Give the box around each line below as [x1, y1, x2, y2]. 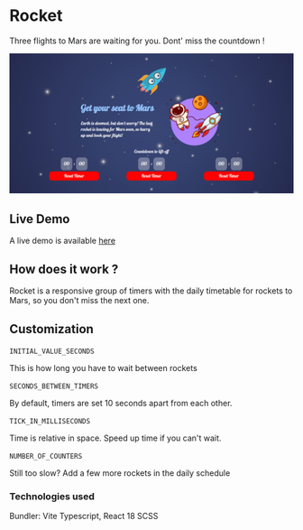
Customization [9, 321, 95, 337]
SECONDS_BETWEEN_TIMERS [9, 381, 99, 391]
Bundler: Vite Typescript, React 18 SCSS [9, 511, 159, 522]
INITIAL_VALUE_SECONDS [9, 347, 95, 356]
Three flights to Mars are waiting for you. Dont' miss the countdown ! [9, 35, 265, 46]
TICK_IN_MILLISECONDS [9, 416, 91, 425]
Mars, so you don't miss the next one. [9, 295, 150, 306]
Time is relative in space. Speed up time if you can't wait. [9, 432, 222, 443]
